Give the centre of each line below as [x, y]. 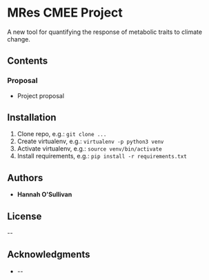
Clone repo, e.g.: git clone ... [62, 134]
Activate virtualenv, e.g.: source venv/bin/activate [89, 149]
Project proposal [40, 95]
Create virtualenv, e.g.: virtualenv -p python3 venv [90, 141]
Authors [25, 178]
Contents [28, 61]
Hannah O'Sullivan [44, 194]
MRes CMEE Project [65, 13]
